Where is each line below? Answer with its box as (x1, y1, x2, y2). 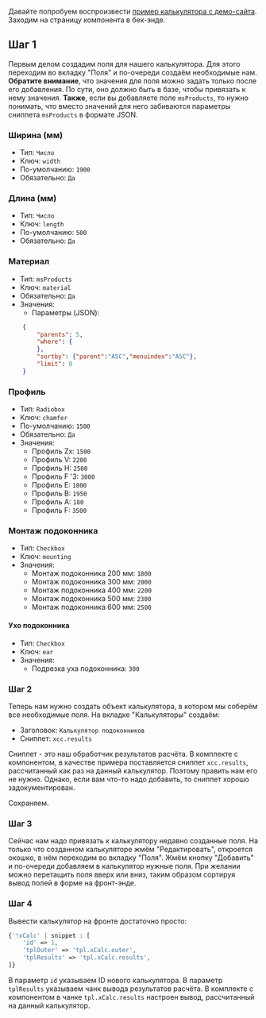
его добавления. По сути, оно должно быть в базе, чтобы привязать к (8, 84, 246, 94)
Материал (8, 256, 50, 267)
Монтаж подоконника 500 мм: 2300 (31, 594, 152, 603)
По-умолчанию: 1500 (19, 421, 91, 431)
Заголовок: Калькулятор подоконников (19, 725, 145, 735)
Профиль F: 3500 (31, 506, 87, 515)
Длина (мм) (8, 193, 57, 204)
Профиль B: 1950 (31, 488, 87, 499)
